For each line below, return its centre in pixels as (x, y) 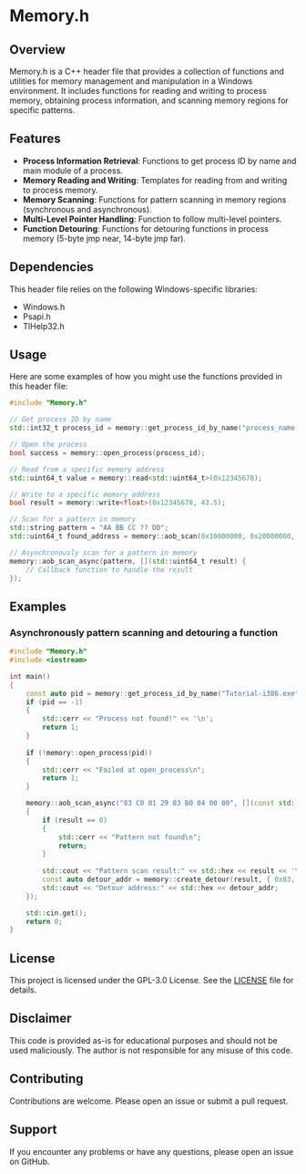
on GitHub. (30, 1161)
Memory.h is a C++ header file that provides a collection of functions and (147, 71)
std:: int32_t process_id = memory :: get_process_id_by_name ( (126, 428)
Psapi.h (37, 317)
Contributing (46, 1079)
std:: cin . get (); (57, 913)
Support (33, 1130)
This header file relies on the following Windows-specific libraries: (133, 289)
